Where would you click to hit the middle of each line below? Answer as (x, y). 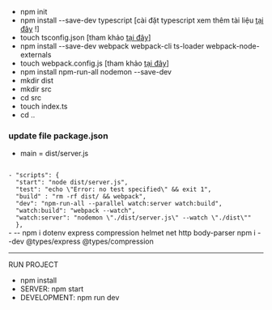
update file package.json (58, 135)
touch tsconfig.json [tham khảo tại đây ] (85, 37)
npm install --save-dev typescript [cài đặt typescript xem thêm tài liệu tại (142, 20)
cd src (31, 98)
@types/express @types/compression (89, 241)
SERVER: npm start (52, 289)
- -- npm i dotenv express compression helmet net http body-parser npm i (132, 233)
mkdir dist (37, 81)
